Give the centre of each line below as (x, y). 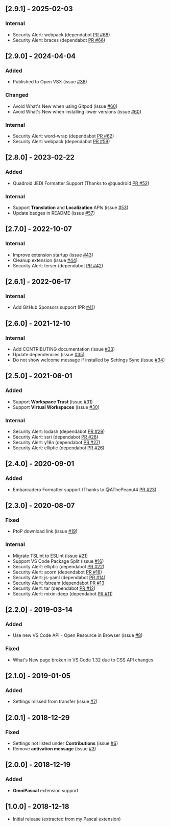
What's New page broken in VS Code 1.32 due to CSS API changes (83, 660)
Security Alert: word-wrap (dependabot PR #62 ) (63, 136)
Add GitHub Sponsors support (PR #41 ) (54, 307)
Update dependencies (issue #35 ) (48, 355)
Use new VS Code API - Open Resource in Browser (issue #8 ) (78, 635)
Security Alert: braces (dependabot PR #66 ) (59, 40)
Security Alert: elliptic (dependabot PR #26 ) (58, 448)
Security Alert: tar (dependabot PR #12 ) (54, 588)
